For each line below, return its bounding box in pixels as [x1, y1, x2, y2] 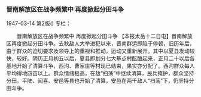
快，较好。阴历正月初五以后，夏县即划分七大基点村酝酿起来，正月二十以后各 [6, 55, 195, 62]
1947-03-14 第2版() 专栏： [6, 20, 72, 27]
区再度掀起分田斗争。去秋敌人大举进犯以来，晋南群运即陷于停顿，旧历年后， [6, 40, 195, 47]
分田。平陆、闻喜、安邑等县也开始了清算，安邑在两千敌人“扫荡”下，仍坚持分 [6, 77, 194, 85]
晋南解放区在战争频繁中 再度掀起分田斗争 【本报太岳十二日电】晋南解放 [16, 33, 193, 40]
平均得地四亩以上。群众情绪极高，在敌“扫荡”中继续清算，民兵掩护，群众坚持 [6, 70, 194, 77]
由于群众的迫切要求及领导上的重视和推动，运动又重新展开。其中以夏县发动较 [6, 48, 195, 55]
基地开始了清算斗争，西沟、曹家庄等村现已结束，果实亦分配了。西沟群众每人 [6, 62, 195, 70]
